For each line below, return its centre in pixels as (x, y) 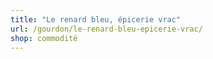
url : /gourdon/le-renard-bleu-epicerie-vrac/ (106, 29)
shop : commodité (44, 38)
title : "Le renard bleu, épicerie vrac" (96, 19)
